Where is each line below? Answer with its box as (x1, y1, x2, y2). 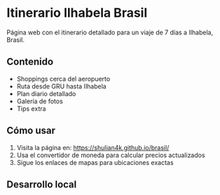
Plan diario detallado (16, 89, 76, 97)
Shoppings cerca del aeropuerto (16, 74, 111, 83)
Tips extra (16, 104, 46, 113)
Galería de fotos (16, 97, 64, 105)
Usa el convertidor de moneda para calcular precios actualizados (16, 151, 205, 159)
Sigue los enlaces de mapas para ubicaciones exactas (16, 158, 174, 166)
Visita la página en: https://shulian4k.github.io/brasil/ (16, 143, 170, 152)
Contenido (6, 56, 54, 68)
